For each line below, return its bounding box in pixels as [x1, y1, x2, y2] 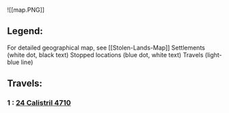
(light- [204, 50, 222, 59]
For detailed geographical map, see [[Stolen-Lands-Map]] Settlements [7, 44, 205, 52]
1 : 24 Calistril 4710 [7, 98, 72, 108]
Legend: [7, 25, 43, 37]
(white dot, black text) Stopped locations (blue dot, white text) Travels [7, 50, 204, 59]
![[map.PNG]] [7, 6, 45, 14]
